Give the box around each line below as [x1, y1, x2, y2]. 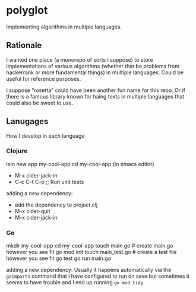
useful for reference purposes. [6, 75, 81, 82]
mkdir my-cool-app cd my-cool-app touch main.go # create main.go [6, 242, 173, 249]
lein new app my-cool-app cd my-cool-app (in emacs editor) [6, 160, 154, 167]
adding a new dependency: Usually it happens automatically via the [6, 266, 172, 274]
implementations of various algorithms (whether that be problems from [6, 62, 180, 69]
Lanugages [6, 116, 49, 126]
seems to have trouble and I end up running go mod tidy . [6, 279, 146, 286]
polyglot [6, 4, 48, 17]
